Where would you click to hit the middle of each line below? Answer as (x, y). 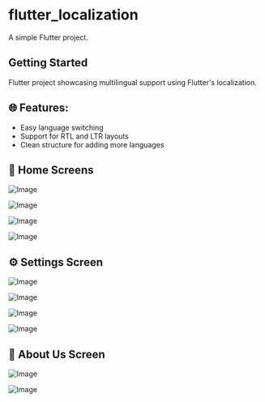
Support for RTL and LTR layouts (75, 136)
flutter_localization (74, 15)
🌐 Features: (38, 108)
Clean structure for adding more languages (92, 144)
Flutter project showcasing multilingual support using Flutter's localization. (133, 82)
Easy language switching (62, 127)
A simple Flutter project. (49, 37)
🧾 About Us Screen (57, 354)
